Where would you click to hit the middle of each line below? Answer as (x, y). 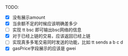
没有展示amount (29, 17)
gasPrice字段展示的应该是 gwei (44, 49)
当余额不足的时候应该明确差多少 (45, 24)
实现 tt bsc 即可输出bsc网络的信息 (47, 30)
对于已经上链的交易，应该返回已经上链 (51, 36)
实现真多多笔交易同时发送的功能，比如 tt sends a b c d (68, 42)
